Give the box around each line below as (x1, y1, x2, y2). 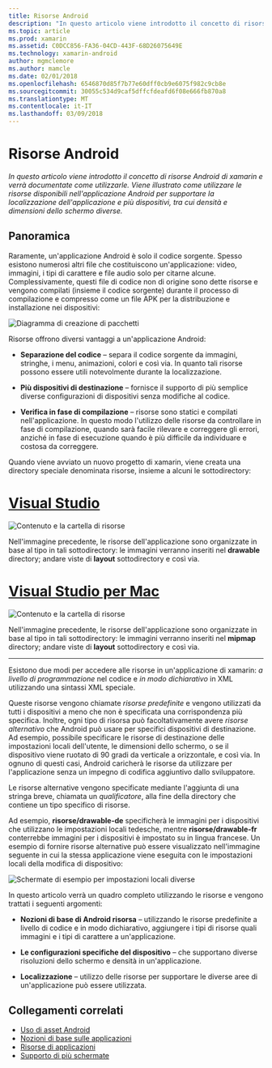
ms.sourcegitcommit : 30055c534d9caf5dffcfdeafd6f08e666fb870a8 (8, 87, 227, 96)
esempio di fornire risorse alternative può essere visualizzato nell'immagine (8, 841, 261, 851)
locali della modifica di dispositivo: (8, 858, 123, 868)
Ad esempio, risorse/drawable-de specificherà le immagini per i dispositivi (8, 815, 259, 825)
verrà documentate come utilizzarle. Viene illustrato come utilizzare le (8, 180, 243, 190)
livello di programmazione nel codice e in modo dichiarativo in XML (8, 673, 233, 683)
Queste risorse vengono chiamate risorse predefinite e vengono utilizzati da (8, 698, 261, 707)
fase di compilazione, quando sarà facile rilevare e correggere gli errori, (19, 424, 260, 434)
